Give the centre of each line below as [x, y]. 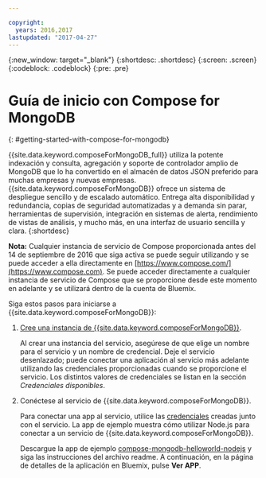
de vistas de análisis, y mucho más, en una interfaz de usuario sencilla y [127, 223]
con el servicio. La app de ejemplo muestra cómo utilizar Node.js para [135, 425]
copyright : [26, 22]
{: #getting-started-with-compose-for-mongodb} [89, 139]
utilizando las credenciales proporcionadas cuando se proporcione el [133, 369]
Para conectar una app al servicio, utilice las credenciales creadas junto [138, 416]
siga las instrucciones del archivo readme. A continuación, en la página [136, 457]
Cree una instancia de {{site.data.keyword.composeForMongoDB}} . [131, 328]
